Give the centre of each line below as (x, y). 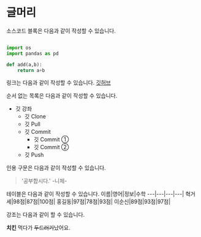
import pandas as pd (33, 53)
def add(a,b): (25, 64)
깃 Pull (32, 124)
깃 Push (34, 155)
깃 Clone (35, 117)
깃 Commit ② (51, 147)
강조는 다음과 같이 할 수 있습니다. (46, 215)
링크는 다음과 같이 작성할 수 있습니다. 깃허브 (59, 83)
